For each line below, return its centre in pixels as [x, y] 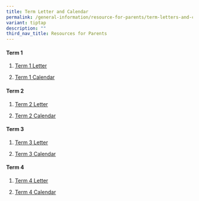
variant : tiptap [26, 23]
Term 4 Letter [31, 180]
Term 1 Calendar [35, 77]
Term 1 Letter [31, 66]
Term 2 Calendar [35, 116]
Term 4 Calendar [35, 192]
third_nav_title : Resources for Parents [57, 34]
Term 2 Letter [31, 104]
